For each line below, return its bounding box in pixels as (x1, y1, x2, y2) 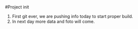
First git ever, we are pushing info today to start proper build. (12, 14, 133, 19)
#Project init (5, 4, 29, 10)
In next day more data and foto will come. (12, 19, 95, 24)
